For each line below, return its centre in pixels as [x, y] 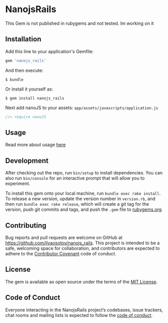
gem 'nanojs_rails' [26, 61]
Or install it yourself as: [29, 89]
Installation [23, 39]
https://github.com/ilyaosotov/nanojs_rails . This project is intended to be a [82, 243]
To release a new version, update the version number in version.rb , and [80, 199]
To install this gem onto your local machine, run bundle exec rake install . [83, 194]
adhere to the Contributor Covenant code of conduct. [61, 253]
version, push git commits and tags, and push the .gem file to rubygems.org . [84, 210]
